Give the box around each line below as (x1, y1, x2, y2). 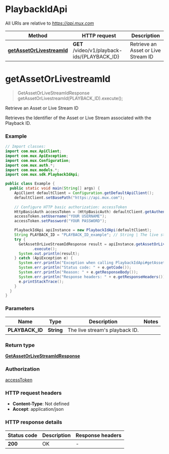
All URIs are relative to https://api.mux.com (5, 20, 94, 26)
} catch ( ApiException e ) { (14, 255, 73, 261)
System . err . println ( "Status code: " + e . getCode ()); (18, 265, 132, 270)
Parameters (5, 305, 34, 312)
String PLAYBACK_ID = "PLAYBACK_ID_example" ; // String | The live (14, 232, 158, 237)
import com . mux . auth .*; (5, 162, 55, 168)
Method (28, 32, 48, 39)
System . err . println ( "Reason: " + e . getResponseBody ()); (18, 270, 138, 275)
